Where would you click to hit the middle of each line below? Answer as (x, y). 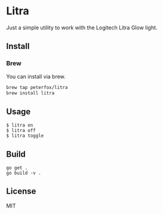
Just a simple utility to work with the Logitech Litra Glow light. (82, 27)
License (21, 192)
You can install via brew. (36, 77)
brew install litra (30, 93)
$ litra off (21, 131)
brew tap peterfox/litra (37, 87)
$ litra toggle (25, 136)
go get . (17, 168)
